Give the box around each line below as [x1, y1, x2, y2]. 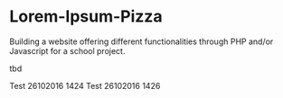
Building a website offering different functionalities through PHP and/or [9, 36, 274, 47]
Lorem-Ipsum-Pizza [9, 6, 163, 27]
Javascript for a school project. [9, 45, 126, 56]
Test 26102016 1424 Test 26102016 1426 [9, 80, 161, 91]
